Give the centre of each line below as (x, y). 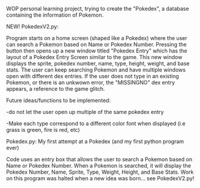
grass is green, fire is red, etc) (43, 130)
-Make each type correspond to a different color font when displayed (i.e (96, 124)
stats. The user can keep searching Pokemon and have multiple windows (96, 70)
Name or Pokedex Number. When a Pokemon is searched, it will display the (99, 166)
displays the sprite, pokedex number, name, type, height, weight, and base (98, 63)
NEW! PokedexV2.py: (33, 27)
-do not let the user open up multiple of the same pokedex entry (85, 112)
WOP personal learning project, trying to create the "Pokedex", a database (98, 9)
